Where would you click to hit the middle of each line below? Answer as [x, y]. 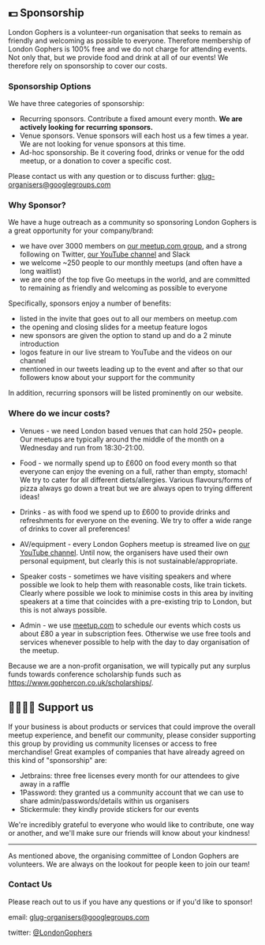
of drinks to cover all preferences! [75, 529]
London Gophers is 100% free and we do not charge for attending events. [128, 49]
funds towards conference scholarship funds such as [95, 674]
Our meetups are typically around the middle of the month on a [122, 439]
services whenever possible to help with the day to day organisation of [134, 642]
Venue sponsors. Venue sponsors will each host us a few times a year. [134, 136]
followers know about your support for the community [107, 378]
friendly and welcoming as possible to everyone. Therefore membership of [130, 40]
